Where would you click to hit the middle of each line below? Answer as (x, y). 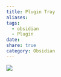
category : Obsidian (31, 51)
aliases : (17, 17)
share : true (21, 46)
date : (13, 40)
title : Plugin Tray (31, 12)
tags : (13, 23)
